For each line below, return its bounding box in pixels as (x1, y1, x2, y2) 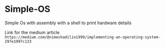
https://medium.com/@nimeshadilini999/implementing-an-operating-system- (4, 35, 161, 40)
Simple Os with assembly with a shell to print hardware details (4, 20, 132, 26)
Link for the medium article (4, 29, 60, 35)
